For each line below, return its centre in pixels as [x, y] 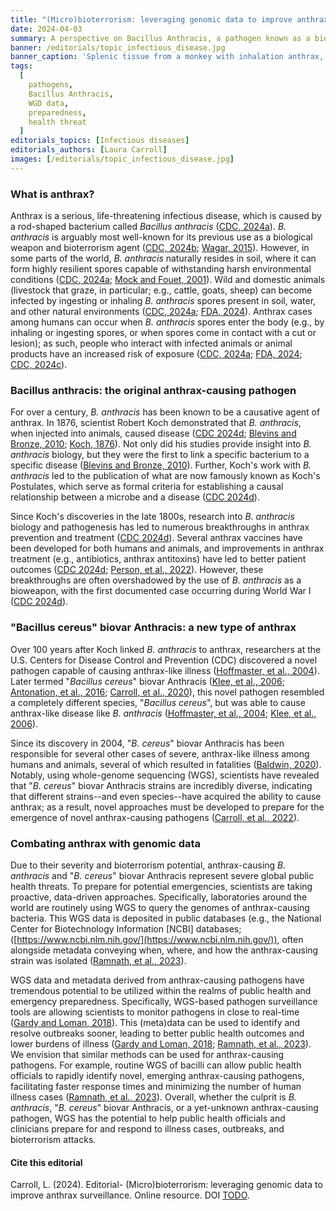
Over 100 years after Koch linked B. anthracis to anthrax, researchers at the [166, 649]
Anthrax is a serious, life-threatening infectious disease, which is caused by [166, 216]
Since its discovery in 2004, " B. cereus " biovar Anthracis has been [147, 743]
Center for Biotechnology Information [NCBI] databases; [126, 928]
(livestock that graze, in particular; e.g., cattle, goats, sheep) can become [161, 290]
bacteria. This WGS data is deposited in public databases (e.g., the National [166, 918]
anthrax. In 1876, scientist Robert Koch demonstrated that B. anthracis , [156, 423]
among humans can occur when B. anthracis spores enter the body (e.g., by [167, 322]
